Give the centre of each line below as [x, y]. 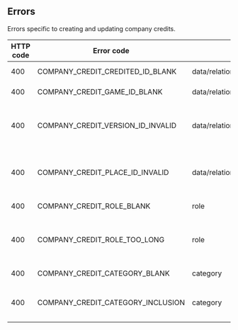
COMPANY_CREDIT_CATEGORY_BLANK [103, 273]
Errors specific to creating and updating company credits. [91, 28]
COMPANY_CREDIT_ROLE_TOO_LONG [101, 239]
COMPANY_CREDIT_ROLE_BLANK [94, 206]
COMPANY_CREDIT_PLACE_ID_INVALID [103, 172]
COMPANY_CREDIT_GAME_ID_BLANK [100, 91]
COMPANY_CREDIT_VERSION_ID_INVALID [107, 125]
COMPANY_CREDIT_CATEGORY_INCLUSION [111, 302]
